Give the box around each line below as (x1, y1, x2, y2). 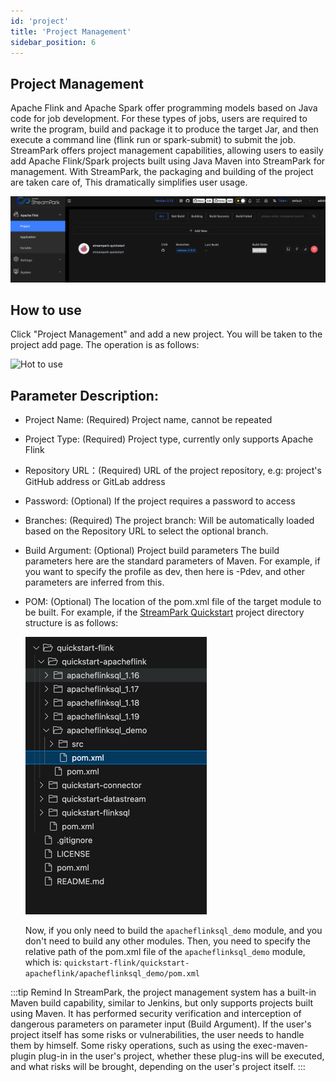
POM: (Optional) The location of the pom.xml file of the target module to (24, 596, 322, 608)
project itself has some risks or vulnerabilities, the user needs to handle (10, 1029, 305, 1041)
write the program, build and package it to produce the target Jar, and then (10, 123, 319, 135)
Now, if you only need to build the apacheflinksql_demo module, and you (24, 925, 323, 937)
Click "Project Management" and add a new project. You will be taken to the (10, 328, 323, 340)
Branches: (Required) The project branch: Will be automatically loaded (24, 515, 315, 527)
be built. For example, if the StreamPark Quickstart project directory (24, 606, 305, 619)
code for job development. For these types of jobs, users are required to (10, 113, 308, 125)
